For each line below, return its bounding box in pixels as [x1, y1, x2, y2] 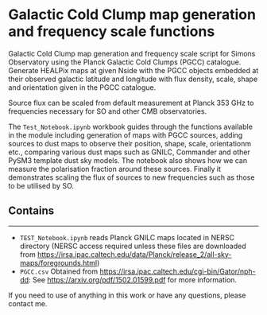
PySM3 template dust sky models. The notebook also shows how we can [8, 155, 248, 165]
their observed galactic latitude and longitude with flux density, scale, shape [8, 74, 258, 84]
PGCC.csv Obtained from [19, 266, 99, 276]
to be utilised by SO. [8, 181, 74, 190]
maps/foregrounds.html [19, 258, 98, 267]
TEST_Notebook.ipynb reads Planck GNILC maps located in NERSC [19, 232, 235, 242]
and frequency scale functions [8, 22, 215, 41]
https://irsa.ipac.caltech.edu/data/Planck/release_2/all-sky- [37, 249, 232, 259]
